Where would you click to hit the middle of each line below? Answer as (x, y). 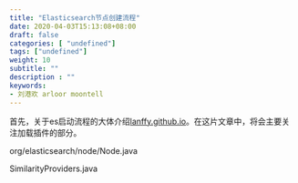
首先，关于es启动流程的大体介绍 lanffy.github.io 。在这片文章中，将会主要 (146, 121)
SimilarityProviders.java (54, 168)
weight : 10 (30, 60)
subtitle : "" (34, 69)
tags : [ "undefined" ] (49, 52)
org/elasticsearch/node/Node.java (74, 150)
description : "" (42, 77)
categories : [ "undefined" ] (63, 43)
